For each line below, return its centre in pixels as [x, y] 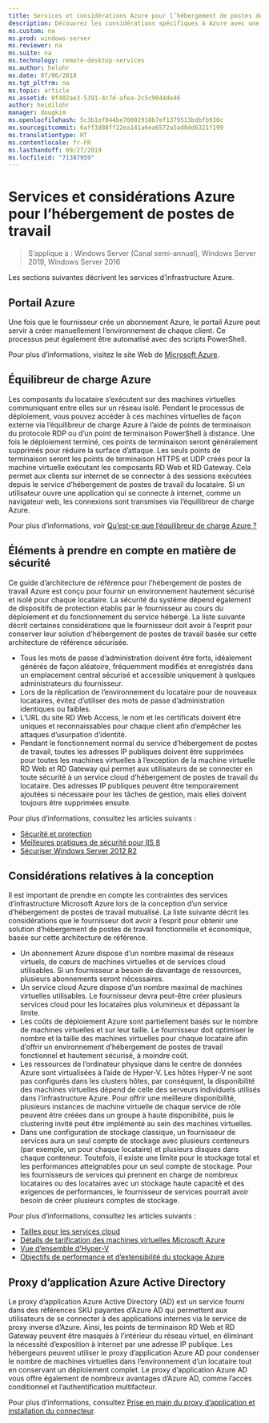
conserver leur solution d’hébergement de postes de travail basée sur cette [133, 634]
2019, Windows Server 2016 [74, 262]
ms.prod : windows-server [50, 38]
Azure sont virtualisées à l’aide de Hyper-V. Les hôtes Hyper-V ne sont [136, 1072]
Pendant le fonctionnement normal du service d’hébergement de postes [139, 743]
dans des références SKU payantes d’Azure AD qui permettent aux [118, 1310]
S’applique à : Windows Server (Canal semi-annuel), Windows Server [142, 253]
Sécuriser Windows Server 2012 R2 [78, 850]
